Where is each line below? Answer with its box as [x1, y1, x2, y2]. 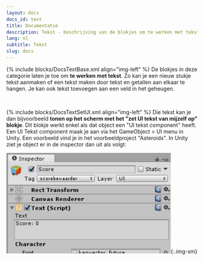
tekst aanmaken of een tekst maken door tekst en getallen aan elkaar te [6, 78, 185, 86]
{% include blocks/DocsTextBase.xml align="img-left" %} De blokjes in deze [6, 66, 197, 73]
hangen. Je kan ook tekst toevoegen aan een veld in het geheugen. [6, 85, 175, 92]
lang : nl [6, 35, 29, 42]
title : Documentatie [6, 22, 59, 29]
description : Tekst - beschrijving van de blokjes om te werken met [6, 29, 183, 35]
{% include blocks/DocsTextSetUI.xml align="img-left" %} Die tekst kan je [6, 108, 191, 115]
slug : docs [6, 49, 34, 55]
